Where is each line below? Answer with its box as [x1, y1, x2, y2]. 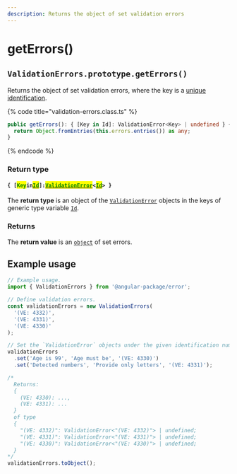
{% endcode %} [7, 146, 54, 156]
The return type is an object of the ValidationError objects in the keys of [7, 196, 221, 205]
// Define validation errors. [7, 296, 97, 304]
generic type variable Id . [7, 204, 80, 212]
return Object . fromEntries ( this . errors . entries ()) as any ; [13, 127, 191, 134]
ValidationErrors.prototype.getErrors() [7, 69, 188, 79]
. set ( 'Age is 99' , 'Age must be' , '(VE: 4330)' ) [13, 355, 159, 362]
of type [13, 414, 37, 421]
